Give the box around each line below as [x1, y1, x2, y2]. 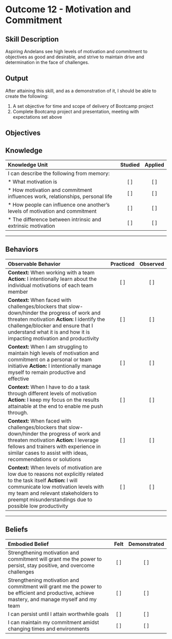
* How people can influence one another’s [8, 201, 110, 208]
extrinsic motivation [8, 223, 55, 230]
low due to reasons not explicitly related [8, 470, 104, 477]
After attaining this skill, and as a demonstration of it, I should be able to [5, 87, 157, 94]
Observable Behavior [8, 260, 60, 267]
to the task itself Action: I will [8, 477, 78, 484]
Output [5, 74, 28, 83]
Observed [139, 260, 164, 267]
